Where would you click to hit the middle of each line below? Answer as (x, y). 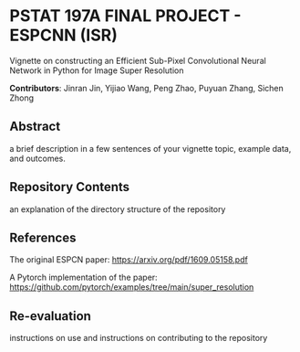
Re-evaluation (50, 316)
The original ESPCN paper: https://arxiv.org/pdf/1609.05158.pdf (129, 260)
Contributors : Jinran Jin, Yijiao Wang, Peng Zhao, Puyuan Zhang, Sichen (147, 88)
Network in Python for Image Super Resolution (97, 70)
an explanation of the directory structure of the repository (118, 209)
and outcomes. (37, 158)
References (43, 237)
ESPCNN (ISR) (64, 35)
